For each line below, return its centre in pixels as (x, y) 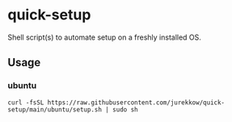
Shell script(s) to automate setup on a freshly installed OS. (104, 37)
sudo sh (125, 109)
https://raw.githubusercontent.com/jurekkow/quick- (136, 103)
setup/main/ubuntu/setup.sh (55, 109)
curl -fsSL (26, 103)
